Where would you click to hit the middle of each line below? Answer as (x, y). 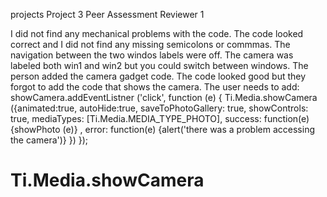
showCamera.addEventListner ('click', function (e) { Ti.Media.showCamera (164, 97)
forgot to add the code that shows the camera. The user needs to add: (155, 87)
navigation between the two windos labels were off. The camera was (152, 55)
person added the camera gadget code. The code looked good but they (158, 76)
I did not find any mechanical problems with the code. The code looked (157, 33)
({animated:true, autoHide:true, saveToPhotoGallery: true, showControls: (159, 108)
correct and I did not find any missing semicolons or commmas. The (150, 44)
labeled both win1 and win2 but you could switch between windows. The (159, 65)
